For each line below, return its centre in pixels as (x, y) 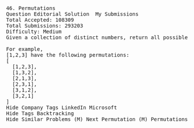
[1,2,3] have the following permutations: (68, 55)
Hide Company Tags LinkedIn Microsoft (62, 108)
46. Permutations (31, 8)
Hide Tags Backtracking (40, 113)
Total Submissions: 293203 (45, 26)
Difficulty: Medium (34, 32)
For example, (25, 49)
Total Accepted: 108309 (40, 20)
